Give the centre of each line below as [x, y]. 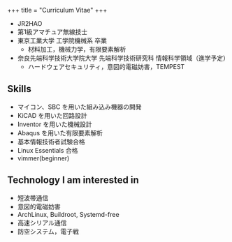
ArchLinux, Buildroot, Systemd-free [68, 214]
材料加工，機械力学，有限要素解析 [77, 49]
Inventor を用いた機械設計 [55, 124]
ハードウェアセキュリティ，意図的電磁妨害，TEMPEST [106, 67]
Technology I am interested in [73, 180]
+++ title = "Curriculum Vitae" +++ [57, 10]
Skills [19, 89]
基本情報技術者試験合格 [51, 142]
